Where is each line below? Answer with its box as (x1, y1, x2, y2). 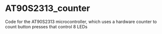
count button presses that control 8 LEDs (5, 23, 88, 29)
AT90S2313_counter (5, 3, 90, 14)
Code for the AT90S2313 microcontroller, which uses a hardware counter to (5, 19, 157, 24)
